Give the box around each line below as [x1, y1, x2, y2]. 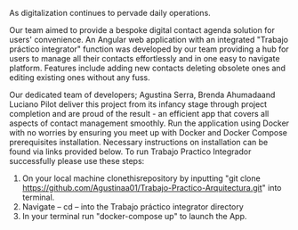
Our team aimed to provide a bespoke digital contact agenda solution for [9, 25, 276, 35]
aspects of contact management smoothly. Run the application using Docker [9, 118, 290, 128]
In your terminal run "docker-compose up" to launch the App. [21, 211, 247, 221]
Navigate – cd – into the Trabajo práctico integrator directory [21, 201, 245, 212]
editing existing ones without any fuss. [9, 72, 150, 83]
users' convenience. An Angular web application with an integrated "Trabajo [9, 35, 289, 45]
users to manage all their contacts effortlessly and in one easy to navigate [9, 53, 280, 63]
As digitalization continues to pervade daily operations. [9, 8, 211, 18]
